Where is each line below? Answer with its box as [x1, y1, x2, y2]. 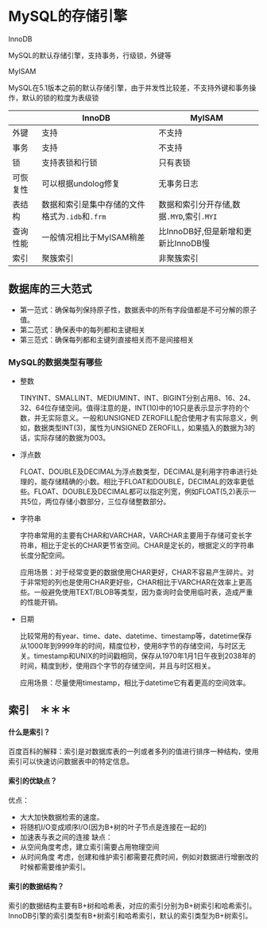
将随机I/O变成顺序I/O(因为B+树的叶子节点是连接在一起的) [19, 822, 207, 832]
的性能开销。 [19, 597, 62, 607]
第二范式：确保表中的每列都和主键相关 [19, 324, 145, 335]
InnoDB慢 [174, 237, 211, 249]
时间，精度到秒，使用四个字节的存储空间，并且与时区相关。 [19, 661, 215, 671]
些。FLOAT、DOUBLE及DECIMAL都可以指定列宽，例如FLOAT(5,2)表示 [19, 487, 250, 496]
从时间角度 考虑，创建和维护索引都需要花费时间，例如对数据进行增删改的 [19, 852, 259, 861]
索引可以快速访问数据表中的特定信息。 [8, 756, 133, 766]
